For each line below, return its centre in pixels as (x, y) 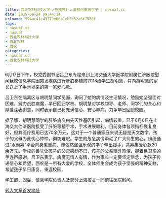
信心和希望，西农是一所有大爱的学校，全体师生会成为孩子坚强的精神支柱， (85, 164)
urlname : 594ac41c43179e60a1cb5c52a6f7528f (51, 19)
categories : (17, 51)
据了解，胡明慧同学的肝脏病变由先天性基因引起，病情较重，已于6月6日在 (79, 120)
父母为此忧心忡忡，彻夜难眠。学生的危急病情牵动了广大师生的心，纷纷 (85, 139)
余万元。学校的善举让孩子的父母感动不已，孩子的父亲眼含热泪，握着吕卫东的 (83, 151)
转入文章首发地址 (22, 191)
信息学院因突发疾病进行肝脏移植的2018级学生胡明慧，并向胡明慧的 (86, 81)
